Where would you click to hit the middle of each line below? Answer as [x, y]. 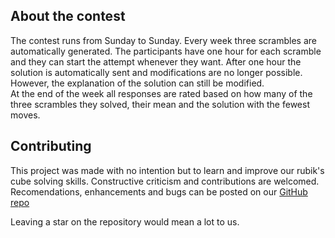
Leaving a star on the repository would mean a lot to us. [125, 221]
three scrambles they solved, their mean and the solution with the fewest [160, 104]
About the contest [68, 16]
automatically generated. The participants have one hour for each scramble [166, 51]
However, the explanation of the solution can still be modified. [137, 83]
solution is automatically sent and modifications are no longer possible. [156, 72]
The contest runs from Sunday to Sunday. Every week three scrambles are [163, 40]
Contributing [51, 146]
